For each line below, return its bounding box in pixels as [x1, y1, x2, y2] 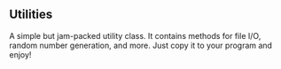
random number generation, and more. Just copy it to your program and [9, 40, 273, 50]
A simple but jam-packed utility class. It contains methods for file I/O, [9, 30, 261, 41]
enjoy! [9, 49, 32, 60]
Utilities [9, 7, 53, 22]
